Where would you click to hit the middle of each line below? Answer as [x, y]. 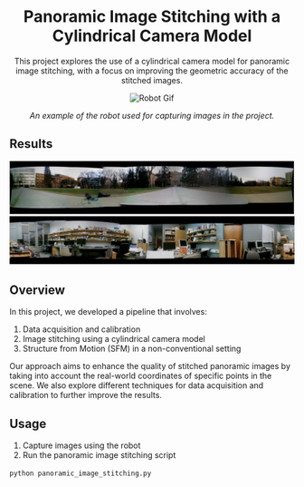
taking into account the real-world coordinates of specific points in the [141, 376]
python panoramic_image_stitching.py [81, 473]
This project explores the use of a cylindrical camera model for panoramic [152, 61]
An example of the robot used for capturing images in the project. [152, 115]
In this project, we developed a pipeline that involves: [109, 312]
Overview [38, 290]
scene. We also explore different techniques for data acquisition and [137, 385]
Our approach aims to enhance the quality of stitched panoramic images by [150, 366]
